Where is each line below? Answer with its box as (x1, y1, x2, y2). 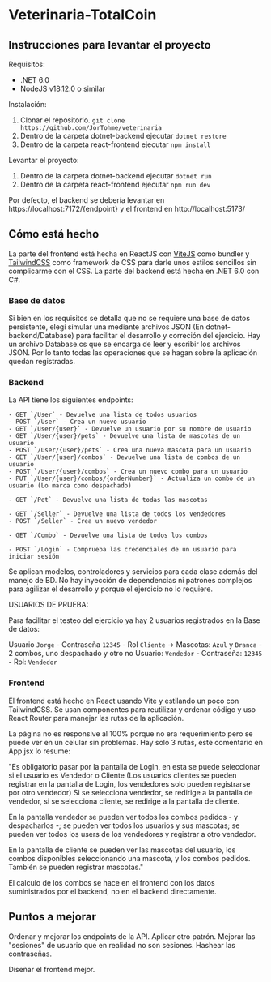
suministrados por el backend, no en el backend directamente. (8, 886, 217, 896)
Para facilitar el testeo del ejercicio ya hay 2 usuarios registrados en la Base (8, 615, 260, 625)
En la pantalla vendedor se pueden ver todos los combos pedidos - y (8, 812, 239, 821)
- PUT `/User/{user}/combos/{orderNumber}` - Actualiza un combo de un (8, 474, 255, 483)
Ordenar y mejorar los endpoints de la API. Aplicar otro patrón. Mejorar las (8, 931, 256, 941)
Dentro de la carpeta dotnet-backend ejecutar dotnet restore (19, 131, 227, 140)
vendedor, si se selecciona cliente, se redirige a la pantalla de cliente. (8, 796, 240, 806)
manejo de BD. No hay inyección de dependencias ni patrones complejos (8, 576, 252, 585)
